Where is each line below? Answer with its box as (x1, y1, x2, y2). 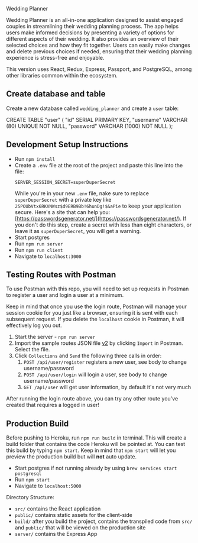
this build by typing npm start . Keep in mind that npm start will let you (6, 447, 176, 454)
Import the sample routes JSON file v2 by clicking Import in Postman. (14, 340, 183, 347)
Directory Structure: (6, 494, 55, 501)
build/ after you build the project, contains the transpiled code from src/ (14, 518, 193, 525)
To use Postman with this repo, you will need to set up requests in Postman (6, 285, 189, 292)
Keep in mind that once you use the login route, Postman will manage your (6, 303, 187, 310)
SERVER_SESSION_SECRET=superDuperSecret (14, 179, 116, 185)
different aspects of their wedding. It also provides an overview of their (6, 35, 179, 42)
